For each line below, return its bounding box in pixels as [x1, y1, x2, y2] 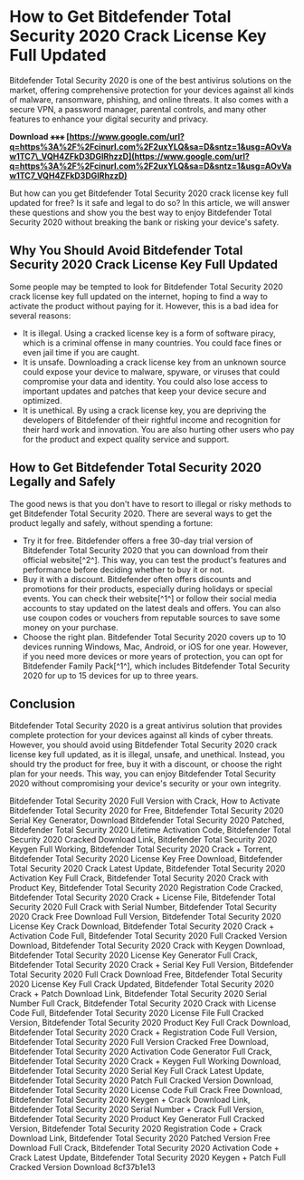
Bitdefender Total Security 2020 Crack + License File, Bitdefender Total [9, 892, 276, 903]
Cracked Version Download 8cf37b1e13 [9, 1162, 156, 1173]
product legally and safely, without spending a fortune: [9, 517, 214, 528]
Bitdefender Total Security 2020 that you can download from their [22, 544, 269, 555]
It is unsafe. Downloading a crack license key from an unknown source [22, 356, 287, 367]
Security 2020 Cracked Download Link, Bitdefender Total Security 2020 [9, 834, 278, 845]
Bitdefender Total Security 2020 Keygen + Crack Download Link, [9, 1095, 251, 1106]
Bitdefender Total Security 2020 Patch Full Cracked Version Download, [9, 1075, 274, 1086]
